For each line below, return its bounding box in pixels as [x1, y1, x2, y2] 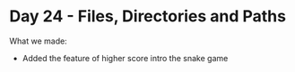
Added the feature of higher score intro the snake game [22, 52, 229, 63]
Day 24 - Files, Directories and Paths [9, 6, 287, 27]
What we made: [9, 36, 67, 46]
